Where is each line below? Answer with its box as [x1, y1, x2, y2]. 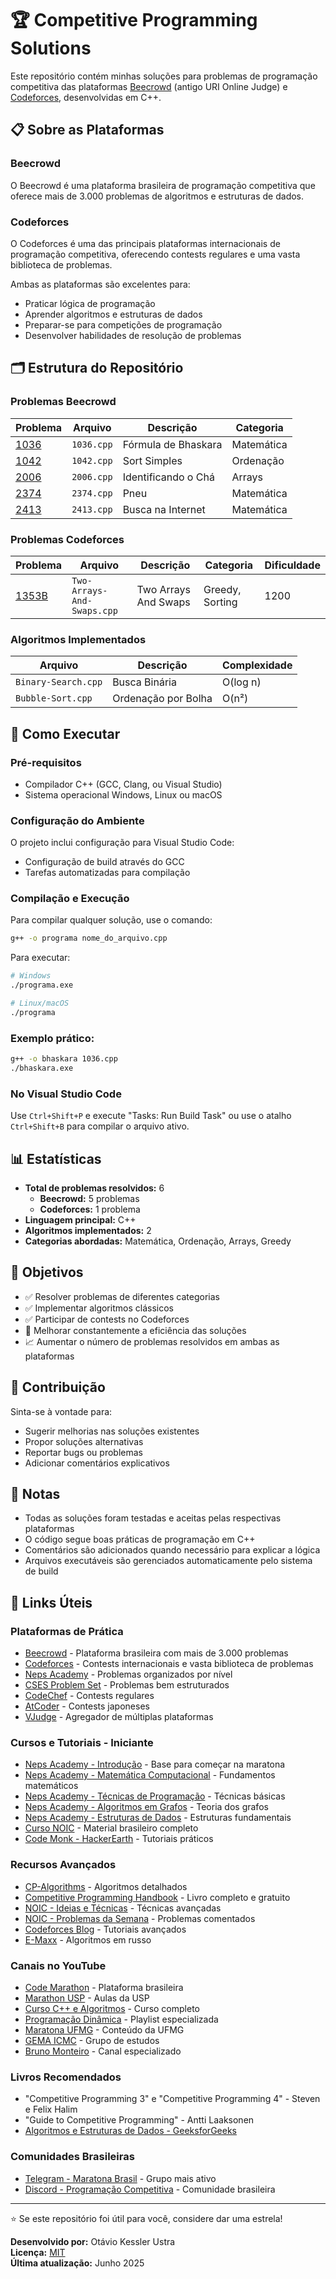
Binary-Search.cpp [15, 677, 103, 688]
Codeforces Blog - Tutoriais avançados [24, 1923, 187, 1935]
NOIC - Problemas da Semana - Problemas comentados [24, 1912, 256, 1924]
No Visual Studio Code [10, 1087, 122, 1101]
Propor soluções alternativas [24, 1435, 144, 1447]
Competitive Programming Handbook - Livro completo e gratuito [24, 1891, 291, 1903]
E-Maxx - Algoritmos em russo [24, 1933, 152, 1946]
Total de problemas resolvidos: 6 [24, 1182, 165, 1194]
